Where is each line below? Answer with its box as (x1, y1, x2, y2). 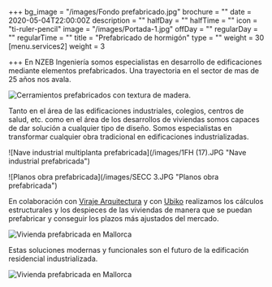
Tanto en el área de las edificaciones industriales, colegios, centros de (8, 106, 244, 115)
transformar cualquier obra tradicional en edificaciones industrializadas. (8, 132, 249, 141)
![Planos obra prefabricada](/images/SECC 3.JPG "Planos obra (8, 172, 219, 181)
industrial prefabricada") (8, 156, 91, 166)
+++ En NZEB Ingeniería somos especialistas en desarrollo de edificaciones (8, 57, 262, 67)
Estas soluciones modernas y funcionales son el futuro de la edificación (8, 246, 249, 254)
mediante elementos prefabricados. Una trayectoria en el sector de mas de (8, 66, 260, 76)
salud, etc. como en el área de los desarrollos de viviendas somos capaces (8, 115, 260, 124)
